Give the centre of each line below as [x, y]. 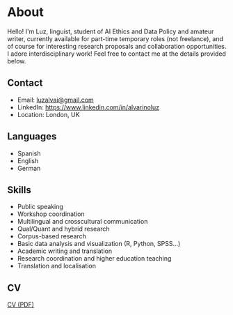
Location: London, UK [48, 114]
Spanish [29, 153]
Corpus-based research [52, 236]
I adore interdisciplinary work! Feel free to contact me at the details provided [116, 54]
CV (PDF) [21, 305]
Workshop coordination [51, 214]
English [28, 160]
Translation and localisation [56, 266]
